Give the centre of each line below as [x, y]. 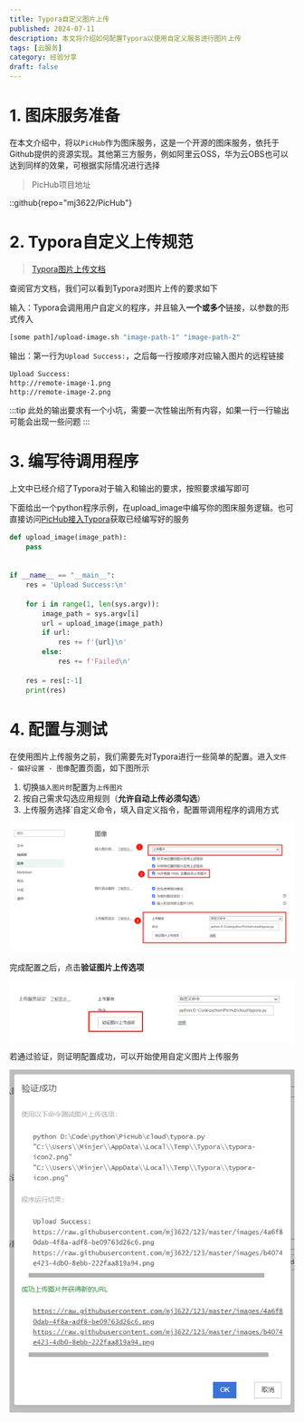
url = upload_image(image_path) [103, 623]
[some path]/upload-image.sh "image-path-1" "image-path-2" [125, 337]
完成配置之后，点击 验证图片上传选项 [77, 967]
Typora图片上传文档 [68, 268]
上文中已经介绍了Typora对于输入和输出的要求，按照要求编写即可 [130, 488]
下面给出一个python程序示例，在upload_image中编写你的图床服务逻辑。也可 [152, 507]
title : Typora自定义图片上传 [60, 19]
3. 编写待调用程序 [74, 461]
